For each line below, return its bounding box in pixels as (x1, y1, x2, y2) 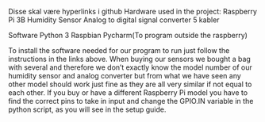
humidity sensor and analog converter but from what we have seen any (8, 71, 242, 80)
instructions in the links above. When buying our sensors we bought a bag (8, 55, 252, 63)
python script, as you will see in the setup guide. (8, 105, 167, 114)
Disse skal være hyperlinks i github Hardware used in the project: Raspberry (8, 7, 258, 16)
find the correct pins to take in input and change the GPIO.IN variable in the (8, 97, 254, 105)
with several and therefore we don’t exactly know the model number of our (8, 63, 252, 72)
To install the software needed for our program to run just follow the (8, 46, 230, 55)
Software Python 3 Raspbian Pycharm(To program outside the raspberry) (8, 31, 248, 40)
